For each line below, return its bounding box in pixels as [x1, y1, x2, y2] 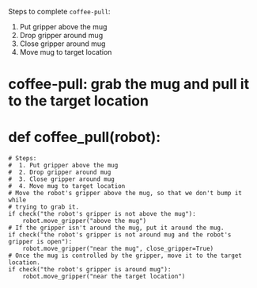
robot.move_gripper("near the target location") [22, 273, 186, 281]
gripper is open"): [8, 238, 73, 246]
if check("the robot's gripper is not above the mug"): [8, 210, 196, 218]
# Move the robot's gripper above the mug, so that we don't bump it [8, 190, 243, 198]
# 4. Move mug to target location [8, 182, 126, 190]
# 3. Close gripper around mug [8, 175, 115, 183]
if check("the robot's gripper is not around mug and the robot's [8, 231, 232, 239]
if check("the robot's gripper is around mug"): [8, 266, 172, 274]
